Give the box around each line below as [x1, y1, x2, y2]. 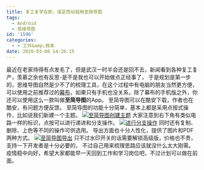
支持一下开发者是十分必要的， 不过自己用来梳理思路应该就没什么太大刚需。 [6, 141, 194, 149]
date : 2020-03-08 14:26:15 [6, 49, 75, 55]
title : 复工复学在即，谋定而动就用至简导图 [6, 8, 103, 15]
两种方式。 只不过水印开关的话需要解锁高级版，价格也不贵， [6, 134, 196, 141]
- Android [12, 20, 36, 26]
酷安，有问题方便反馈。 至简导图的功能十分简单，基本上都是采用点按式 [6, 104, 183, 111]
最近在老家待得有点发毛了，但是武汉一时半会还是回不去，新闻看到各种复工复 [6, 66, 198, 73]
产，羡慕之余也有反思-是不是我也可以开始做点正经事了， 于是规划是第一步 [6, 73, 191, 81]
